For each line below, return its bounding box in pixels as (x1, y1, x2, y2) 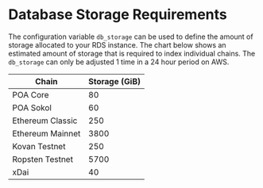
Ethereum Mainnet (12, 128, 81, 139)
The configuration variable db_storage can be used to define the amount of (8, 32, 253, 41)
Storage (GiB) (88, 75, 141, 86)
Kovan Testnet (12, 140, 66, 152)
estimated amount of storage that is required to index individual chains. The (8, 48, 256, 58)
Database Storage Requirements (8, 6, 228, 24)
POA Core (12, 89, 49, 100)
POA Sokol (12, 102, 52, 113)
